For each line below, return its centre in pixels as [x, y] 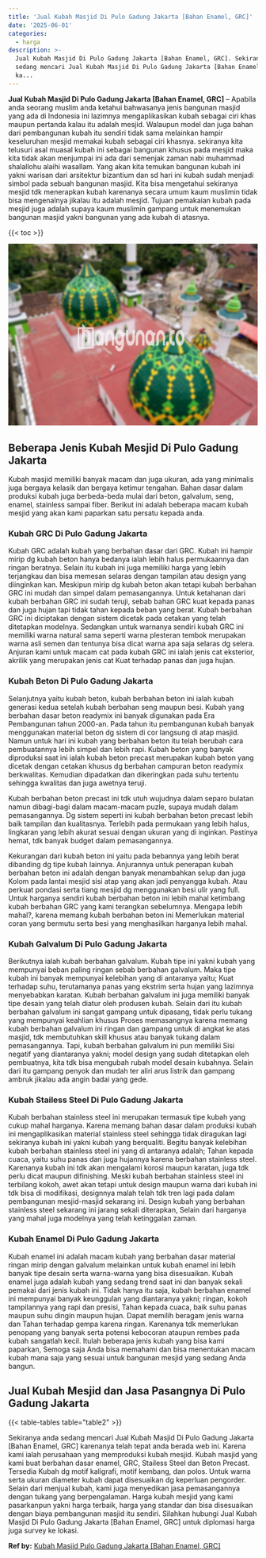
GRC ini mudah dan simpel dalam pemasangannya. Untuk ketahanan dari [127, 593]
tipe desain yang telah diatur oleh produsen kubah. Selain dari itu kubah [125, 1003]
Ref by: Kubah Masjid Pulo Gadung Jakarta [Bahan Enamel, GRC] [114, 1546]
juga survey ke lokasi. [44, 1531]
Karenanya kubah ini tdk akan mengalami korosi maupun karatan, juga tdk [129, 1168]
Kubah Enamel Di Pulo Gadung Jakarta [84, 1239]
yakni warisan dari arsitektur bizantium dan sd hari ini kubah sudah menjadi [131, 175]
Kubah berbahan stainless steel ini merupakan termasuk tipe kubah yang [127, 1117]
